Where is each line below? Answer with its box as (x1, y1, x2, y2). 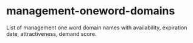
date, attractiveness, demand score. (6, 30, 97, 37)
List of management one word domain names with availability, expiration (6, 24, 188, 31)
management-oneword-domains (6, 4, 175, 18)
